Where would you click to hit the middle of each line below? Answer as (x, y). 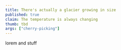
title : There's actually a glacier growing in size (60, 10)
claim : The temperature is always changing (52, 19)
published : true (22, 15)
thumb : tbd (17, 24)
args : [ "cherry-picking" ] (32, 29)
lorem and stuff (21, 43)
